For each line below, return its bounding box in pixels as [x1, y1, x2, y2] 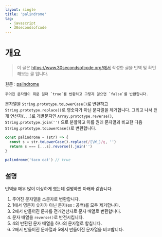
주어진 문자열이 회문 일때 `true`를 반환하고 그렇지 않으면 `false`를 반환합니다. [5, 92, 148, 97]
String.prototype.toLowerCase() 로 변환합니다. [5, 125, 97, 131]
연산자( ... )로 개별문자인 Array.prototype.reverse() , [10, 113, 113, 119]
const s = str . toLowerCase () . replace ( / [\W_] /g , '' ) [9, 139, 117, 144]
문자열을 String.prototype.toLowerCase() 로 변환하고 [5, 101, 108, 107]
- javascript [9, 20, 36, 26]
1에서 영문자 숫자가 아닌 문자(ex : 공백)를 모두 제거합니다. [12, 202, 121, 208]
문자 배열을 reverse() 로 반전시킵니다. [12, 215, 84, 220]
